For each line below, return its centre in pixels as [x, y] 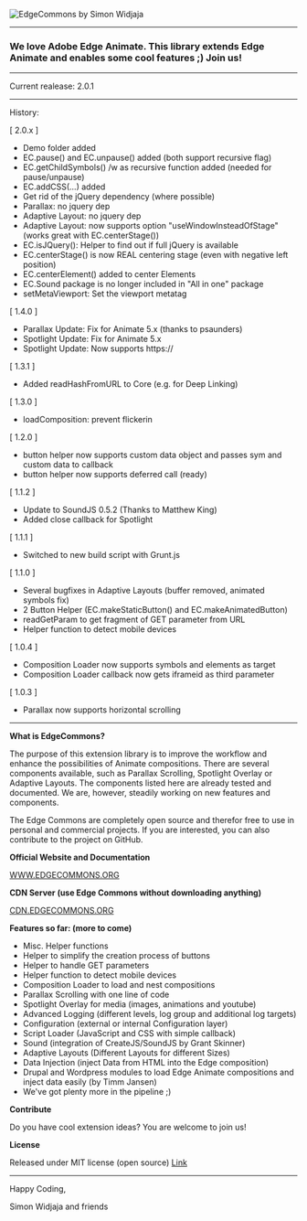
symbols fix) [46, 600]
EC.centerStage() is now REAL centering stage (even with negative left [155, 255]
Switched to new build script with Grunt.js [101, 555]
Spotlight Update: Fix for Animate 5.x [92, 339]
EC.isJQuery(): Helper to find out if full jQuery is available [131, 245]
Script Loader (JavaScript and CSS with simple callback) [129, 1034]
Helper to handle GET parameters [86, 966]
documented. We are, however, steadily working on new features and [140, 793]
